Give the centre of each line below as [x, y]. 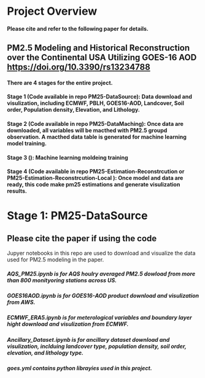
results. [17, 191]
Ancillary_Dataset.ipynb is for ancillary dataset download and [88, 339]
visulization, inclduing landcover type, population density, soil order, [97, 346]
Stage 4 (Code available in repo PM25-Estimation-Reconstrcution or [96, 172]
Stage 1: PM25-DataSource [77, 216]
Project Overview [52, 11]
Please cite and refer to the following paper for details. [78, 28]
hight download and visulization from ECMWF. [68, 324]
